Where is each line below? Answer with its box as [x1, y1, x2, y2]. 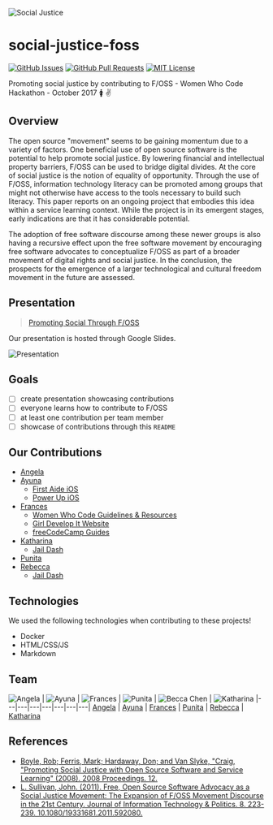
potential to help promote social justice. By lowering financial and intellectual [8, 153, 265, 162]
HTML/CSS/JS [19, 640, 69, 650]
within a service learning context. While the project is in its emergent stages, [8, 205, 265, 214]
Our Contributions [8, 446, 102, 460]
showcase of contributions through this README [19, 421, 176, 431]
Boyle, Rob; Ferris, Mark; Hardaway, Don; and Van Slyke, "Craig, [19, 756, 236, 766]
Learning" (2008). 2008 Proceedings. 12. [19, 773, 158, 783]
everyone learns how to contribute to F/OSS [19, 403, 168, 413]
